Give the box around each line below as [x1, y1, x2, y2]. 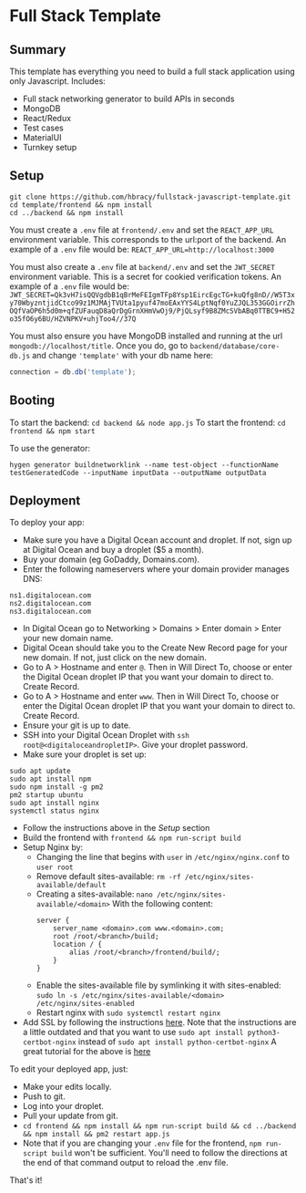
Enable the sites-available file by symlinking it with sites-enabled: [36, 980, 281, 991]
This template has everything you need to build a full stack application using [9, 66, 295, 77]
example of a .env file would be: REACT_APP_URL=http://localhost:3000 [9, 244, 275, 254]
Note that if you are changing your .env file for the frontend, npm [22, 1137, 262, 1149]
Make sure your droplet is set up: [22, 749, 148, 760]
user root [36, 863, 75, 872]
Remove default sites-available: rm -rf [36, 871, 181, 882]
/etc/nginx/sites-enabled [36, 1000, 135, 1009]
